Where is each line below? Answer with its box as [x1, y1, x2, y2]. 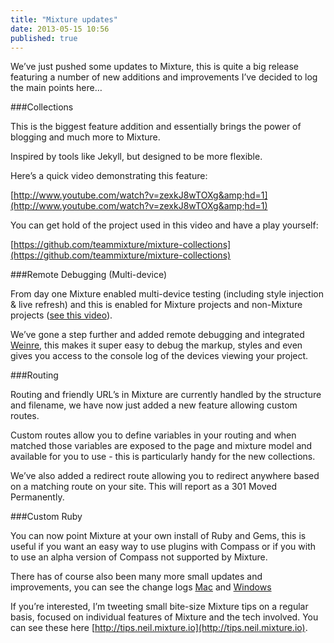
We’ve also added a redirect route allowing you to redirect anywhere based [10, 470, 320, 482]
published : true [10, 33, 78, 43]
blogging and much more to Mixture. [10, 131, 161, 143]
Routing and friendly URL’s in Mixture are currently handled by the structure [10, 389, 322, 401]
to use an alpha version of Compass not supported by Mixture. [10, 551, 268, 563]
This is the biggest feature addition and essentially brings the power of [10, 121, 302, 133]
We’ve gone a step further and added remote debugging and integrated [10, 329, 305, 341]
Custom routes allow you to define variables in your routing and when [10, 429, 297, 441]
